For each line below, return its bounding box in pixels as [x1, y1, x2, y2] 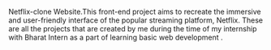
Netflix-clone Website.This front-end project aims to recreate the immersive [8, 7, 261, 16]
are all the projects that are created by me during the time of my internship [8, 24, 257, 33]
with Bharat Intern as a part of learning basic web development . [8, 32, 223, 42]
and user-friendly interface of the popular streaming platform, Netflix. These [8, 15, 264, 25]
